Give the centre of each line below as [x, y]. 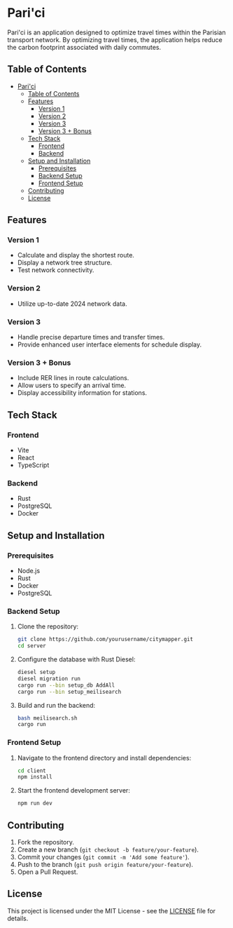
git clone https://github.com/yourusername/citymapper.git [105, 640]
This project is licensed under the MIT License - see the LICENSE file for [111, 910]
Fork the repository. [46, 842]
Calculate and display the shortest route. [76, 255]
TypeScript [33, 465]
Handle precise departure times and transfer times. [91, 337]
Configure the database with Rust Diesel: [76, 659]
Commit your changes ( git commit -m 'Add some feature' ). [104, 857]
